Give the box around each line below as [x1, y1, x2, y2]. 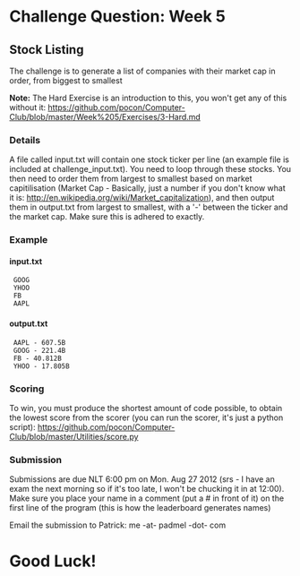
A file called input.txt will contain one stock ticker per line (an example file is [9, 154, 289, 165]
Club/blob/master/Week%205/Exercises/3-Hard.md [9, 112, 201, 122]
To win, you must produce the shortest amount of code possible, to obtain [9, 402, 283, 413]
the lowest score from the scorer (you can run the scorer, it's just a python [9, 412, 284, 423]
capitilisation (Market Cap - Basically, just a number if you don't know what [9, 183, 287, 193]
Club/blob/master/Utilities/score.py [9, 431, 139, 442]
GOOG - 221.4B [13, 346, 66, 355]
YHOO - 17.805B [13, 361, 70, 371]
